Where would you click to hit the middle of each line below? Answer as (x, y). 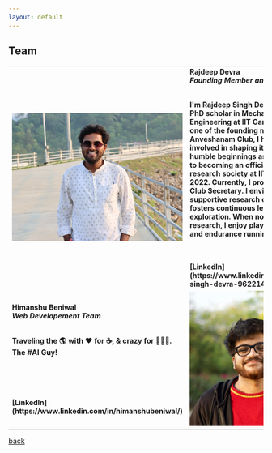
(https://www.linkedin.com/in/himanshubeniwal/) (98, 411)
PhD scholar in (215, 113)
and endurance (216, 234)
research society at (223, 173)
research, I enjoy (219, 225)
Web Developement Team (56, 316)
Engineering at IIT (220, 122)
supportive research (225, 199)
